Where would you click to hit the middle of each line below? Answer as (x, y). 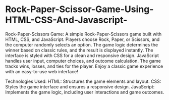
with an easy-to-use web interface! (42, 71)
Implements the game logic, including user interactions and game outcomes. (85, 92)
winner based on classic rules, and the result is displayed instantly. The (79, 50)
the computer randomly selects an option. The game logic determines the (81, 44)
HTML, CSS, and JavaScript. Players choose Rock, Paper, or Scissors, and (82, 39)
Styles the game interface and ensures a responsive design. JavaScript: (80, 86)
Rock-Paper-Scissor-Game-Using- (79, 9)
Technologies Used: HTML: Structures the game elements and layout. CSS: (83, 81)
